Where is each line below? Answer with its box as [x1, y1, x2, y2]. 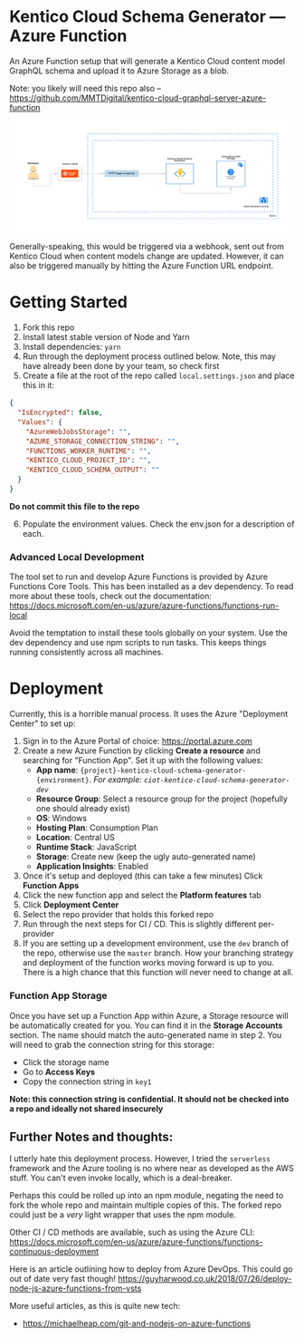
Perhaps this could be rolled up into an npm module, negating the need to [9, 1190, 284, 1201]
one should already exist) [35, 803, 131, 814]
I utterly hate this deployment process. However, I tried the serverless [9, 1153, 271, 1164]
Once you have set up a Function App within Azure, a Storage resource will [9, 1010, 289, 1021]
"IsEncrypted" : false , [17, 408, 103, 418]
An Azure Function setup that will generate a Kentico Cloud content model [9, 55, 286, 66]
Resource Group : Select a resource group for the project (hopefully [35, 793, 288, 804]
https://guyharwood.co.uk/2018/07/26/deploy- [117, 1274, 292, 1285]
